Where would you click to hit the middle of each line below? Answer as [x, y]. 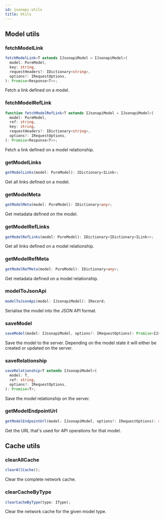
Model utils [22, 34]
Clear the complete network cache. [41, 479]
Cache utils [23, 446]
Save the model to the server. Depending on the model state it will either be [81, 343]
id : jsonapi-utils [24, 10]
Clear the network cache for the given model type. [56, 512]
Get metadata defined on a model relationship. [52, 278]
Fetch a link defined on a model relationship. [50, 149]
